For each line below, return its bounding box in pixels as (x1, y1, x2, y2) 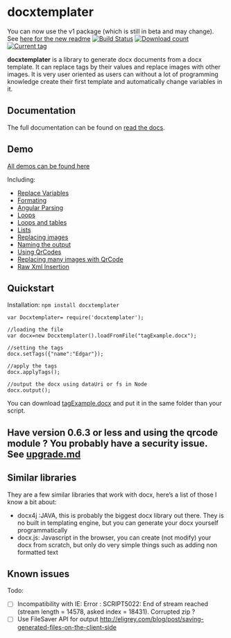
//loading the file (7, 327, 64, 334)
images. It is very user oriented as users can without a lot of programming (7, 70, 219, 78)
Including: (7, 175, 36, 184)
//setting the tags (7, 345, 64, 352)
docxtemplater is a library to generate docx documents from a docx (7, 55, 203, 63)
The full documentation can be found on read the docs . (7, 123, 165, 132)
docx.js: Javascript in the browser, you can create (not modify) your (17, 533, 212, 542)
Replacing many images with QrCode (17, 255, 123, 264)
